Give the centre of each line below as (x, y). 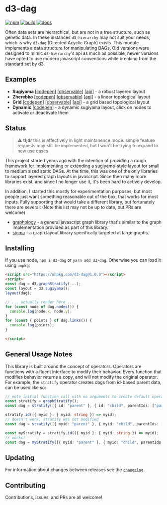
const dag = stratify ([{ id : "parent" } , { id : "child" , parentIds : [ (80, 406)
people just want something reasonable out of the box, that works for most (82, 197)
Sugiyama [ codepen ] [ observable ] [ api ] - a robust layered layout (79, 91)
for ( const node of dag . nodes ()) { (42, 306)
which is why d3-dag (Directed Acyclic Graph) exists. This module (72, 42)
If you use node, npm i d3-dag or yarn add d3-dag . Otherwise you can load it (83, 260)
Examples (21, 79)
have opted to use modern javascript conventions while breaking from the (81, 58)
